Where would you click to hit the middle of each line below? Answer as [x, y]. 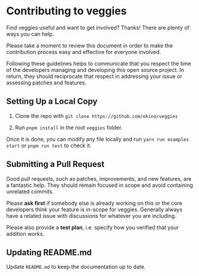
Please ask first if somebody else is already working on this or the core [94, 203]
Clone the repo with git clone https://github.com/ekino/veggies [96, 116]
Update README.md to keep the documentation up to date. [76, 267]
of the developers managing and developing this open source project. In [95, 69]
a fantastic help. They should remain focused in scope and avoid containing [100, 185]
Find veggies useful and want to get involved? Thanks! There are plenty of [98, 28]
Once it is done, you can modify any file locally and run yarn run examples [98, 139]
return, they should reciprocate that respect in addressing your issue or [94, 76]
